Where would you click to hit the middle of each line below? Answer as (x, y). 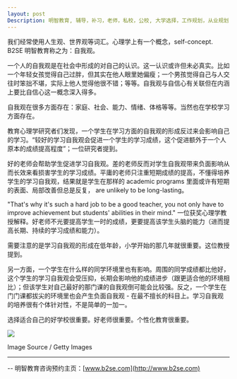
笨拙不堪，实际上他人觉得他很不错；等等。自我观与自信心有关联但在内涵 (124, 83)
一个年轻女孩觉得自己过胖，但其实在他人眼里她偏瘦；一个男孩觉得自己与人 (115, 74)
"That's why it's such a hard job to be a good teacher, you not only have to (116, 204)
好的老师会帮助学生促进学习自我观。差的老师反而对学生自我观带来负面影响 (115, 163)
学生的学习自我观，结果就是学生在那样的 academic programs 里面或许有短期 (119, 181)
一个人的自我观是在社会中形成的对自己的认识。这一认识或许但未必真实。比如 (119, 65)
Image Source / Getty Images (50, 346)
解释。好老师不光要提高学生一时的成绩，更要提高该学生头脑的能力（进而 (118, 221)
